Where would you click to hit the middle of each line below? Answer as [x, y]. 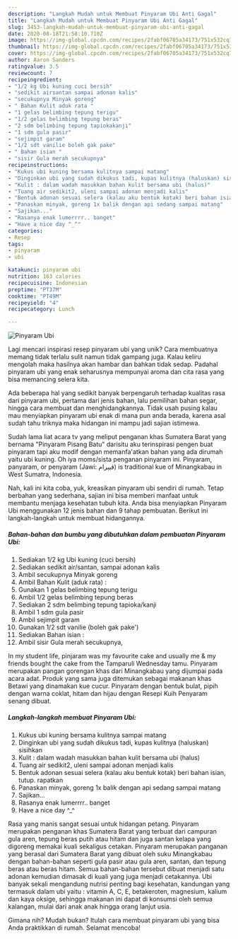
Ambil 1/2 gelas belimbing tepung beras [76, 597]
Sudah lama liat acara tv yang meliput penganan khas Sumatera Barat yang [117, 437]
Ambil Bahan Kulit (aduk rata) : [63, 582]
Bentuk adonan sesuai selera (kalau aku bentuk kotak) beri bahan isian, [122, 773]
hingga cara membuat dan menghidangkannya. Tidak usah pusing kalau [113, 408]
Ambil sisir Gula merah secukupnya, [70, 642]
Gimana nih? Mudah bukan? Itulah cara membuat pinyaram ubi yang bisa [114, 921]
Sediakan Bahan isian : [51, 635]
